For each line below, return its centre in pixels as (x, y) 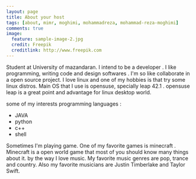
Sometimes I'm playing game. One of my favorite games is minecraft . (91, 145)
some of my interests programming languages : (64, 104)
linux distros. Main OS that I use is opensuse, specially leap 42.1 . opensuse (98, 86)
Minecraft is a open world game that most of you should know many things (97, 152)
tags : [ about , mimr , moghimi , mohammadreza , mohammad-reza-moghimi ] (92, 23)
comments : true (25, 28)
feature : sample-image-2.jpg (47, 39)
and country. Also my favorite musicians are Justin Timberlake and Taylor (96, 164)
